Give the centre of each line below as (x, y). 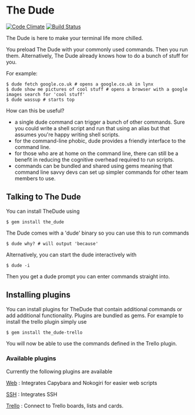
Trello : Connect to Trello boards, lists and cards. (65, 406)
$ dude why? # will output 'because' (52, 243)
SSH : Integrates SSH (32, 394)
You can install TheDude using (43, 211)
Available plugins (31, 358)
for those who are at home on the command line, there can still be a (96, 153)
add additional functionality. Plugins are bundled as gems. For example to (95, 315)
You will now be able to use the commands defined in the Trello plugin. (92, 343)
